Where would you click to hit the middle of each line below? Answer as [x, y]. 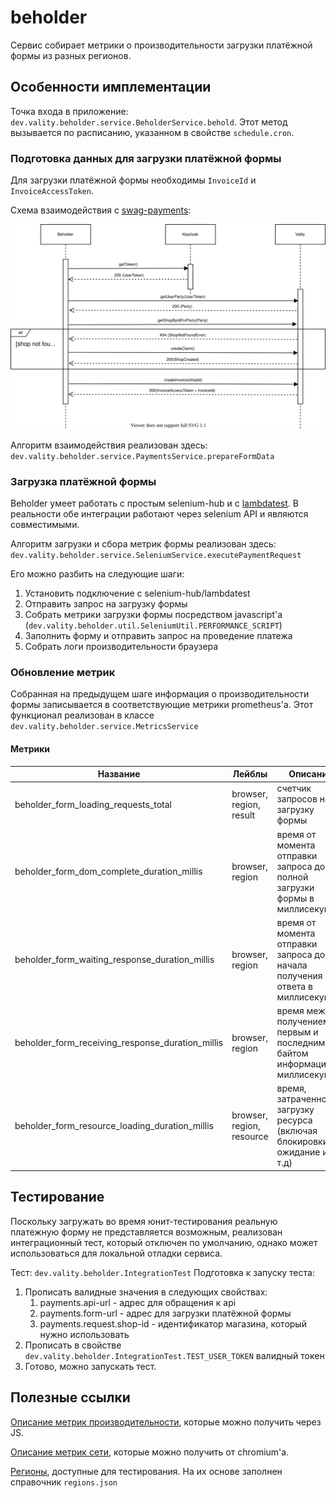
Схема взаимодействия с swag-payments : [101, 210]
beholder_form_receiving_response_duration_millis [119, 1043]
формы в [295, 898]
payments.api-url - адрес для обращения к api [138, 1302]
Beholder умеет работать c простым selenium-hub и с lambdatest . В [154, 503]
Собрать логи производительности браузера [121, 647]
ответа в [294, 986]
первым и [297, 1032]
